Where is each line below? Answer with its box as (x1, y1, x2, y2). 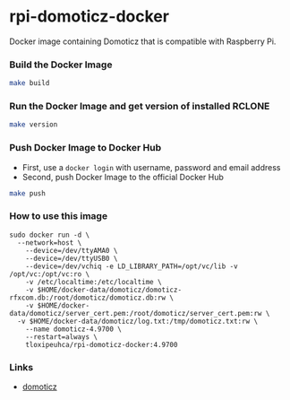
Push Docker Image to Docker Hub (9, 142, 162, 154)
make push (9, 188, 47, 198)
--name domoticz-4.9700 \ (25, 325, 123, 334)
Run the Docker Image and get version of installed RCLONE (9, 100, 270, 113)
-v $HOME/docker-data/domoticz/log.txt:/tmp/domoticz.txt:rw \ (17, 317, 258, 326)
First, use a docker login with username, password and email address (21, 161, 281, 172)
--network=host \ (17, 238, 82, 248)
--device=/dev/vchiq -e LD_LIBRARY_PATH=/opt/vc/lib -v (25, 262, 239, 271)
